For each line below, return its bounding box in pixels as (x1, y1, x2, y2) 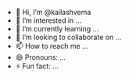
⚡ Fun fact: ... (15, 61, 59, 71)
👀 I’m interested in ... (15, 16, 82, 25)
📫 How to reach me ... (15, 42, 88, 50)
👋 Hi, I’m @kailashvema (15, 8, 91, 16)
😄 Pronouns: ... (15, 53, 66, 62)
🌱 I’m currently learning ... (15, 24, 99, 33)
